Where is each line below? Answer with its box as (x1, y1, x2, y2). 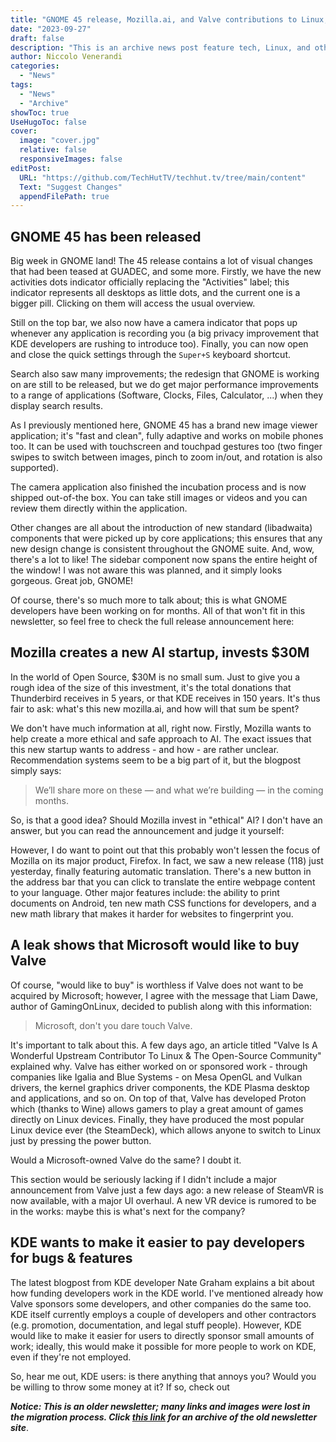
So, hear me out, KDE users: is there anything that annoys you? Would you (10, 1370, 317, 1382)
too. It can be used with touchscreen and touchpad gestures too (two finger (10, 441, 323, 453)
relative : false (19, 145, 87, 155)
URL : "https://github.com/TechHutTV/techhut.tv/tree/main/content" (19, 172, 307, 183)
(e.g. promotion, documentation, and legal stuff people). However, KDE (10, 1319, 302, 1331)
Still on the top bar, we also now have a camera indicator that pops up (10, 317, 298, 329)
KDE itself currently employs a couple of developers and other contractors (10, 1308, 317, 1320)
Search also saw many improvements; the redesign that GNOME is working (10, 368, 320, 380)
